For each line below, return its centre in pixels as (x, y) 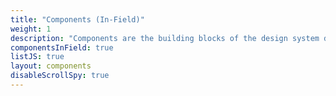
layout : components (51, 66)
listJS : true (37, 57)
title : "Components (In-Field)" (77, 19)
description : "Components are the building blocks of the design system (165, 38)
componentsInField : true (62, 47)
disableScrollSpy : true (60, 76)
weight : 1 (31, 29)
